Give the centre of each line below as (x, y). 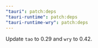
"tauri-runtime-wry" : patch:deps (47, 22)
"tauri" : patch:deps (31, 11)
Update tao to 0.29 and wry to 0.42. (49, 39)
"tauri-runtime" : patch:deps (42, 17)
